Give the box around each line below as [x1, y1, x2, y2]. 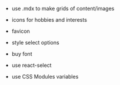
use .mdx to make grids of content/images [11, 5, 115, 12]
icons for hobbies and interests [11, 16, 87, 23]
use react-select [11, 62, 52, 69]
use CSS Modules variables [11, 73, 79, 80]
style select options [11, 39, 60, 46]
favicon [11, 28, 31, 35]
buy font [11, 50, 32, 57]
